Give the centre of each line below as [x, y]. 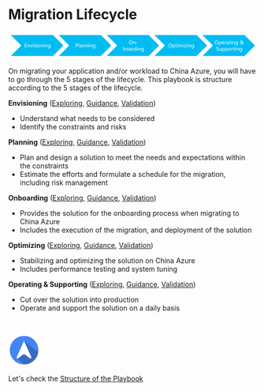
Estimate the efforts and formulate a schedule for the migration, [123, 174]
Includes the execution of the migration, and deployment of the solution [136, 230]
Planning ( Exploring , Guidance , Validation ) [77, 142]
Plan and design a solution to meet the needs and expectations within [132, 157]
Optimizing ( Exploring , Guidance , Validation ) [81, 245]
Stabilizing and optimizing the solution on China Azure [107, 260]
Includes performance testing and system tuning [99, 269]
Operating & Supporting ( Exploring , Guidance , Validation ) [102, 284]
